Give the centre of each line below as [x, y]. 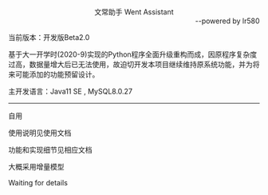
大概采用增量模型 [36, 167]
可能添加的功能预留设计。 [57, 74]
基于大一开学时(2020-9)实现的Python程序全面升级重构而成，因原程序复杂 [129, 54]
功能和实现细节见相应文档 [50, 150]
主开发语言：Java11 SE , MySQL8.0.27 [71, 91]
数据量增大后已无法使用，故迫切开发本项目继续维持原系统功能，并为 [141, 64]
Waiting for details [38, 183]
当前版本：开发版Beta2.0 [49, 37]
